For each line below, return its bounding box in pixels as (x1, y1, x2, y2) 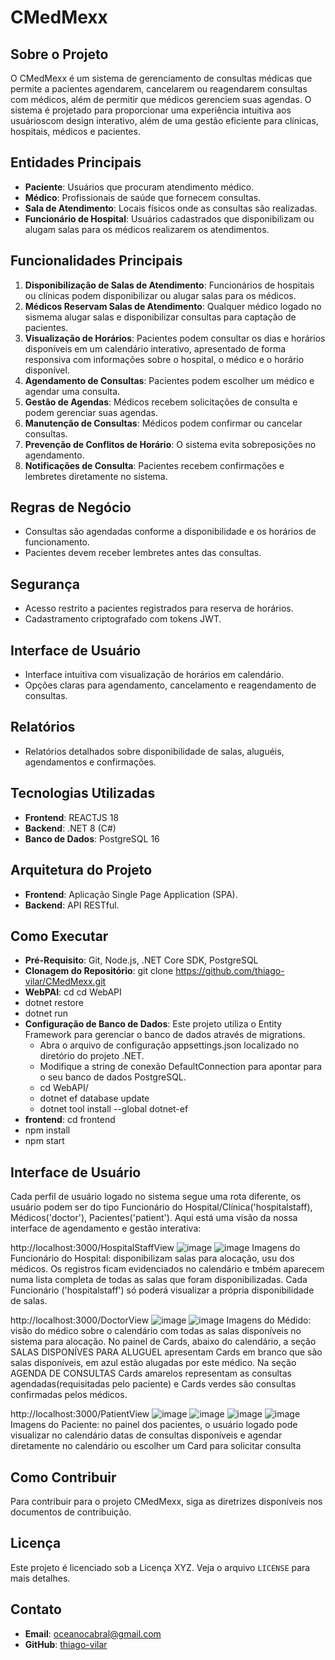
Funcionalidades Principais (10, 252, 183, 270)
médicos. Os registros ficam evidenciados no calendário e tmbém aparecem (10, 1263, 325, 1275)
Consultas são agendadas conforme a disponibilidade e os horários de (24, 526, 317, 538)
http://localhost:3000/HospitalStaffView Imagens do (10, 1242, 301, 1254)
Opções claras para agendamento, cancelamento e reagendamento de (24, 679, 317, 691)
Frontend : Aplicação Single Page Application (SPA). (24, 888, 238, 900)
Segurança (10, 576, 80, 593)
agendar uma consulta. (24, 385, 121, 397)
